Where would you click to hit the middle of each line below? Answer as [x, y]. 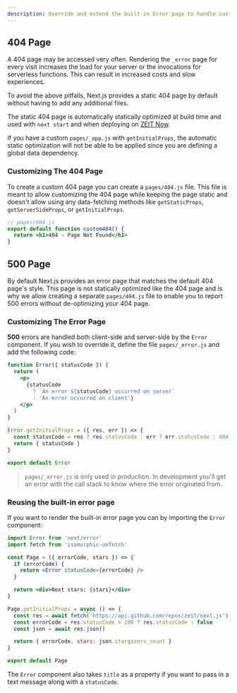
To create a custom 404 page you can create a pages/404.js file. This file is [117, 186]
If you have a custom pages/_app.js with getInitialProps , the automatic [112, 138]
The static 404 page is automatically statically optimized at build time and [114, 117]
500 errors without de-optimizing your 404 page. [79, 304]
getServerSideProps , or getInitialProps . [66, 209]
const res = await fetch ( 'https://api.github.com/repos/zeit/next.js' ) [121, 615]
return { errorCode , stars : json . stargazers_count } [93, 641]
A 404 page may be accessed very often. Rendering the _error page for [112, 59]
